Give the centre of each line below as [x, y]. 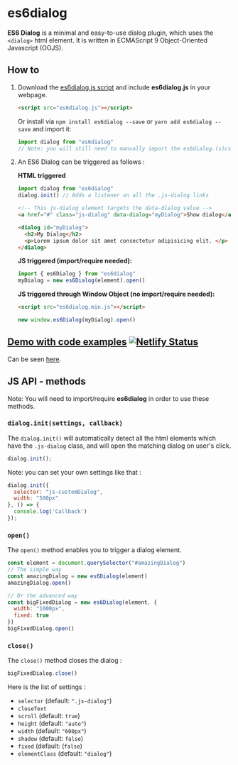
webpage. [32, 94]
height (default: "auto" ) [52, 723]
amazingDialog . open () [39, 583]
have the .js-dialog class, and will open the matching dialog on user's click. [119, 446]
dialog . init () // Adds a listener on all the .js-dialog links [113, 196]
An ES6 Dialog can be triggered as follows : [81, 162]
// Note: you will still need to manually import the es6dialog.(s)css [126, 148]
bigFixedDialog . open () [41, 629]
